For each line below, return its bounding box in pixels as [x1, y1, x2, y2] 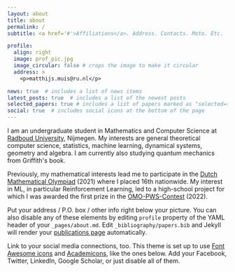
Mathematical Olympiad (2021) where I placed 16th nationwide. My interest [7, 177, 223, 186]
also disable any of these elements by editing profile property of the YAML [7, 213, 225, 222]
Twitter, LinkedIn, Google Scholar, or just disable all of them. [7, 257, 180, 265]
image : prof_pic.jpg [13, 55, 73, 63]
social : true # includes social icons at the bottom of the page [7, 107, 205, 114]
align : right [13, 49, 52, 56]
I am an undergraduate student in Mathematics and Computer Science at [7, 127, 217, 135]
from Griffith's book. [7, 156, 66, 165]
